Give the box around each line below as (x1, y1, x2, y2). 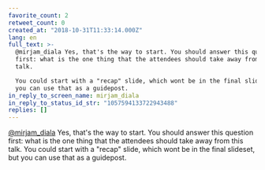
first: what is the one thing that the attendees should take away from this (8, 136, 244, 146)
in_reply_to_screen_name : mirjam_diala (8, 91, 140, 99)
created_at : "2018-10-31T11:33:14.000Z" (8, 26, 144, 34)
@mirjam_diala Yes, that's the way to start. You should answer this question (8, 128, 254, 138)
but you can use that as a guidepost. (8, 153, 127, 162)
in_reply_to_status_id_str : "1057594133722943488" (8, 99, 178, 107)
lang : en (8, 33, 37, 42)
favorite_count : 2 (8, 11, 69, 20)
